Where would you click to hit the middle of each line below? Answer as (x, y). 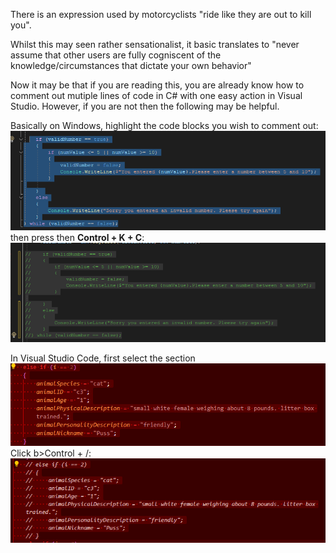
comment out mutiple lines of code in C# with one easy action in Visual (156, 95)
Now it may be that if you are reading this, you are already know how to (157, 85)
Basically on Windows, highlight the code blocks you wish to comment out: (164, 125)
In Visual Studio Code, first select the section (103, 358)
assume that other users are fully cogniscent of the (116, 55)
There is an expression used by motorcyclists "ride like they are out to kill (161, 14)
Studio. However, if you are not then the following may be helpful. (145, 106)
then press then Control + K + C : (77, 238)
